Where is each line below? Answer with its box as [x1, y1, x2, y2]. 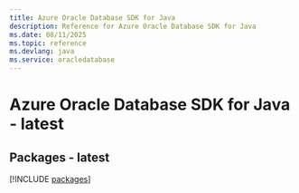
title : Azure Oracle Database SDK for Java [9, 13, 176, 23]
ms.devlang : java [9, 47, 75, 56]
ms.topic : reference [9, 38, 88, 48]
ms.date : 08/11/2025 [9, 30, 88, 39]
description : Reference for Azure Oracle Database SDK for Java [9, 22, 257, 31]
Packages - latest [9, 150, 110, 165]
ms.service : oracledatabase [9, 55, 116, 64]
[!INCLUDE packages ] [9, 174, 91, 184]
